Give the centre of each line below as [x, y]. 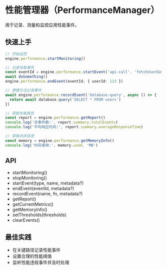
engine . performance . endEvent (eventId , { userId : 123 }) [64, 82]
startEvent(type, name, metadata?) [48, 183]
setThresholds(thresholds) [40, 215]
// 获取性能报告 [20, 113]
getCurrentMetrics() [33, 204]
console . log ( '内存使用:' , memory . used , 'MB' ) [52, 145]
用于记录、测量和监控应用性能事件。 [42, 25]
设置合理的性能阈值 [32, 256]
